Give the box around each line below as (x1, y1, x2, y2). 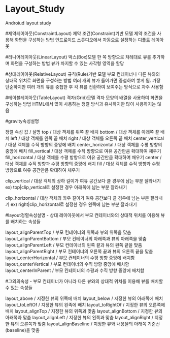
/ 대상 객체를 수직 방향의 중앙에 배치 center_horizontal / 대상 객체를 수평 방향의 (5, 141, 162, 147)
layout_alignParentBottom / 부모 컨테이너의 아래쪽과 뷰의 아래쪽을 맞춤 (5, 235, 147, 241)
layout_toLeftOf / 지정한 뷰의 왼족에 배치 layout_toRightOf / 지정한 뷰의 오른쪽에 (5, 301, 165, 308)
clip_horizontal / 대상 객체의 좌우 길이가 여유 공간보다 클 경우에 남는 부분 (5, 195, 150, 201)
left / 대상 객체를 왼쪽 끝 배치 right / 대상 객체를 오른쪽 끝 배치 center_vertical (10, 135, 164, 141)
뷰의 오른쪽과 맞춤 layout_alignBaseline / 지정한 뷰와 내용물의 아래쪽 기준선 (10, 321, 160, 327)
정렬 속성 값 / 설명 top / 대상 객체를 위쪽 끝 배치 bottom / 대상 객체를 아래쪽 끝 (5, 129, 160, 135)
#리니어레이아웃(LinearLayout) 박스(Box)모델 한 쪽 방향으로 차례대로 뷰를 (5, 54, 151, 60)
